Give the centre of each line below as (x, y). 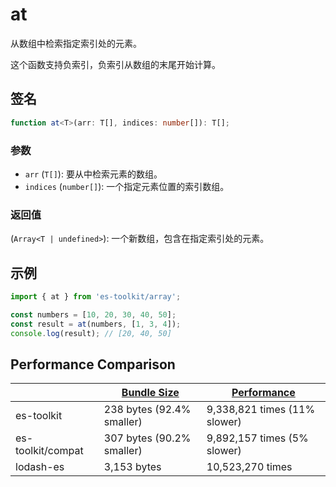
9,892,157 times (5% (257, 438)
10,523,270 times (249, 467)
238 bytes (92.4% (147, 410)
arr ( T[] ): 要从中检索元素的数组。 (93, 174)
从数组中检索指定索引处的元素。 (76, 43)
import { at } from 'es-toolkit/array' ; (96, 297)
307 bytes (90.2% (147, 438)
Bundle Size (150, 393)
